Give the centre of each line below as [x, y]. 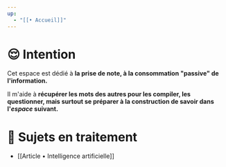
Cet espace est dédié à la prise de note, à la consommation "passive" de [113, 73]
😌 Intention [42, 54]
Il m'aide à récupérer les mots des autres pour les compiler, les [99, 94]
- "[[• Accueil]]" [40, 20]
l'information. [27, 81]
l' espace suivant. [33, 109]
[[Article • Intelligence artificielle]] [66, 156]
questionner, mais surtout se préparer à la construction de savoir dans [111, 102]
